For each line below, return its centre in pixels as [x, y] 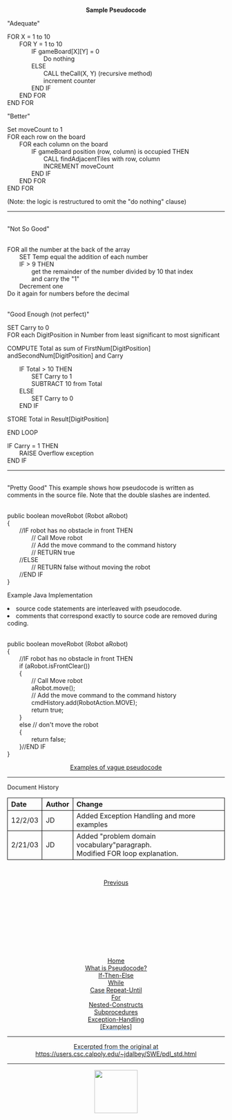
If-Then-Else [116, 975]
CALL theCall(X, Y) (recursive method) [98, 73]
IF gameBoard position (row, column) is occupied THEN [110, 152]
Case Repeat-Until [116, 990]
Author [58, 804]
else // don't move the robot [59, 725]
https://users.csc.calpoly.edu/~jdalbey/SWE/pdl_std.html [116, 1054]
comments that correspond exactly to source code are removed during [117, 616]
